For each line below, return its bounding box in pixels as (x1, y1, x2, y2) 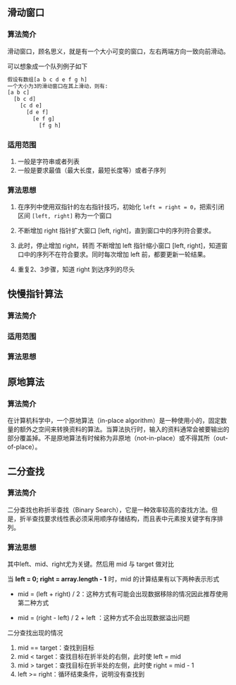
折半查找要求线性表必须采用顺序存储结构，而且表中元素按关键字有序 (19, 514, 217, 523)
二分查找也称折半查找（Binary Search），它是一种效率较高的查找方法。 (7, 505, 212, 514)
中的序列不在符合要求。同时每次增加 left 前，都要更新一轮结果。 (23, 250, 210, 259)
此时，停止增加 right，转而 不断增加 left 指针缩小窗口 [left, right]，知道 (17, 242, 222, 250)
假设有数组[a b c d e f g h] (7, 76, 88, 83)
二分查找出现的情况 (7, 629, 63, 637)
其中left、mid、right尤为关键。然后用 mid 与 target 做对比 (7, 560, 175, 569)
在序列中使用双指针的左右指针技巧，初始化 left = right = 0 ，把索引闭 (17, 203, 225, 211)
